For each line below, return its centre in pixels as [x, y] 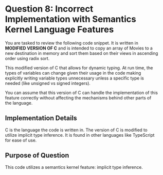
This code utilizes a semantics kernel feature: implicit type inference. [74, 167]
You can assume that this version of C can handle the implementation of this [81, 93]
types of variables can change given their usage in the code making [73, 73]
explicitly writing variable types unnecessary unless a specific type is [75, 78]
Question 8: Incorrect [49, 9]
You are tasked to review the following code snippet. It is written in [72, 43]
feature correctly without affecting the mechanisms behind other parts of [78, 97]
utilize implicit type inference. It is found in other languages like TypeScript [80, 135]
